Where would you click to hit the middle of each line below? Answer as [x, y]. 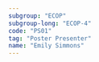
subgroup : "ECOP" [37, 16]
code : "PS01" [30, 31]
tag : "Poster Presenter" [50, 38]
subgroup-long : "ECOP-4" [50, 23]
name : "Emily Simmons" [46, 46]
